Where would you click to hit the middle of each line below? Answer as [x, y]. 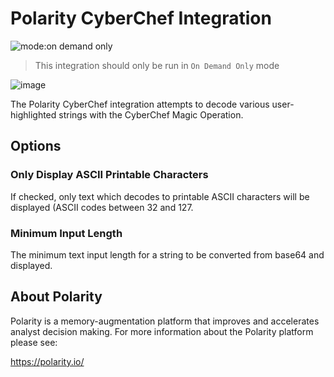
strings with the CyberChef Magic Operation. [151, 114]
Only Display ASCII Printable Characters [109, 175]
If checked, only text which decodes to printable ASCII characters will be [160, 196]
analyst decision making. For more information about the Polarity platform [162, 331]
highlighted [33, 114]
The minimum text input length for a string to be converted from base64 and [167, 254]
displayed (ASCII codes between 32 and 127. [102, 207]
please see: [34, 342]
